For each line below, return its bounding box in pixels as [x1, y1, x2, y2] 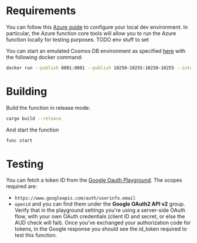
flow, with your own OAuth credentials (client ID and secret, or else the [14, 213, 185, 220]
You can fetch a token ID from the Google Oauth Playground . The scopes [6, 177, 182, 184]
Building [6, 85, 47, 98]
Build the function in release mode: [6, 104, 91, 111]
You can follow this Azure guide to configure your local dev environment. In [6, 23, 188, 31]
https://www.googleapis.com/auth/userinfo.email [14, 195, 136, 201]
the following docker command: [6, 53, 83, 60]
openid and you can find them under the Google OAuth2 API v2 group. [14, 201, 185, 208]
